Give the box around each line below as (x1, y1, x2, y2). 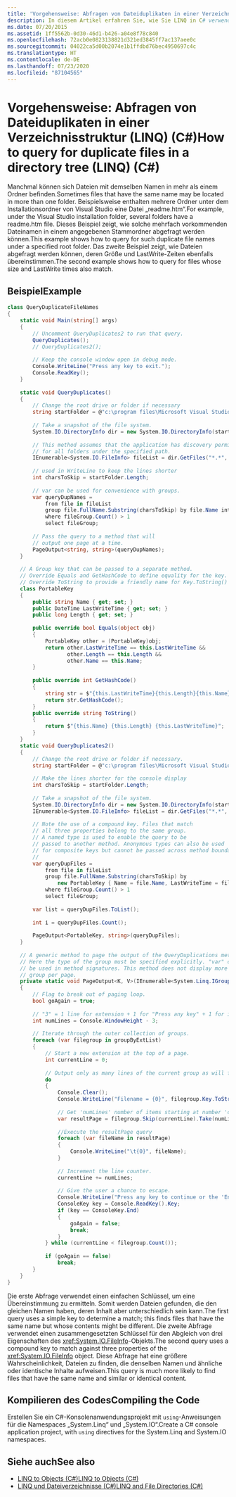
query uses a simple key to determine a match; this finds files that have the (7, 1314, 225, 1322)
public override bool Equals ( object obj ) (32, 624, 156, 632)
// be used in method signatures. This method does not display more (20, 965, 228, 972)
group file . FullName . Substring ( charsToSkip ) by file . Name (44, 507, 218, 514)
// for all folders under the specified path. (32, 448, 171, 455)
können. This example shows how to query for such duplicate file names (7, 235, 216, 244)
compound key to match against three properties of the (7, 1344, 167, 1352)
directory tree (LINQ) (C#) (7, 159, 160, 175)
